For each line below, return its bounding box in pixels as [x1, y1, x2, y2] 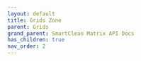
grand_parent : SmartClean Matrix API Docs [7, 29, 135, 37]
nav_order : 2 [7, 43, 46, 50]
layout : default [7, 10, 55, 18]
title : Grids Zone [7, 17, 62, 24]
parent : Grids [7, 23, 50, 30]
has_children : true [7, 36, 65, 43]
